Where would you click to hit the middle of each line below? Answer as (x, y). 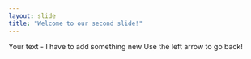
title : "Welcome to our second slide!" (76, 23)
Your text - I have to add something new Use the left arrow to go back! (125, 46)
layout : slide (32, 16)
